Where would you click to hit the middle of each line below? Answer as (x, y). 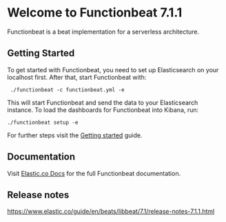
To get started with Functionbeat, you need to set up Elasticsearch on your (113, 69)
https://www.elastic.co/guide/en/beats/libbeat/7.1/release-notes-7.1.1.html (111, 212)
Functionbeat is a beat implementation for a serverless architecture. (103, 32)
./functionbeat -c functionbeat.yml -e (68, 90)
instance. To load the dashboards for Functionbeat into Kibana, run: (103, 110)
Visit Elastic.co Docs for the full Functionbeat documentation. (94, 173)
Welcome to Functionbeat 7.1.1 (95, 13)
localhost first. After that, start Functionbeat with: (77, 77)
